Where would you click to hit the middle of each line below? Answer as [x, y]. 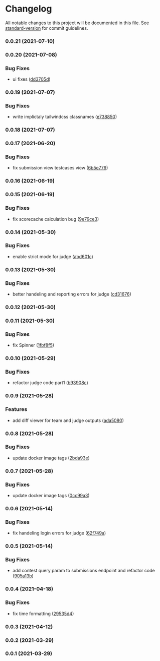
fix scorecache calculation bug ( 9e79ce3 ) [56, 219]
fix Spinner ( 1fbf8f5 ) [33, 345]
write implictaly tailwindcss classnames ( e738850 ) [65, 117]
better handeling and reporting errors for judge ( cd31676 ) [72, 294]
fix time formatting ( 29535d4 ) [43, 614]
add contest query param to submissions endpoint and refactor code [84, 571]
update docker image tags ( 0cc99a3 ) [51, 496]
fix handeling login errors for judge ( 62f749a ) [59, 533]
